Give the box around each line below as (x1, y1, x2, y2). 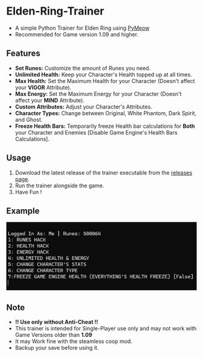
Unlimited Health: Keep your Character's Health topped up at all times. (14, 71, 192, 78)
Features (6, 48, 40, 59)
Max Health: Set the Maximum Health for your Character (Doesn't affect (14, 77, 195, 84)
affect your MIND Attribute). (14, 96, 85, 104)
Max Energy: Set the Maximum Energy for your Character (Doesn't (14, 90, 182, 98)
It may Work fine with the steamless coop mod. (14, 338, 133, 345)
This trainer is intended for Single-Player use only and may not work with (14, 325, 197, 332)
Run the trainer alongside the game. (14, 182, 105, 189)
